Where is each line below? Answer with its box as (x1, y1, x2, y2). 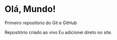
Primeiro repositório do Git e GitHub (4, 20, 77, 26)
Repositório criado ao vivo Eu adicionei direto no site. (4, 29, 113, 35)
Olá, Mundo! (4, 3, 56, 15)
